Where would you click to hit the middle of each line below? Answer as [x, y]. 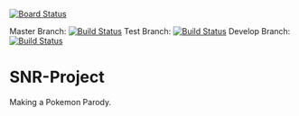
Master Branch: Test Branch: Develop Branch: [150, 31]
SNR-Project [57, 77]
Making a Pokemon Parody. [60, 102]
